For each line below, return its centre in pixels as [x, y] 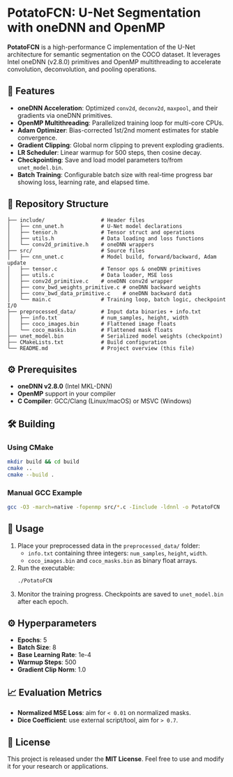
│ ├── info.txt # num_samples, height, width [98, 318]
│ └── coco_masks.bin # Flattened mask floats [90, 330]
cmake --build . [31, 475]
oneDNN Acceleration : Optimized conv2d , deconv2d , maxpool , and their [118, 108]
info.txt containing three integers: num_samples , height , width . [118, 553]
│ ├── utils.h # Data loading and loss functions [106, 239]
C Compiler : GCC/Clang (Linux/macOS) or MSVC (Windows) [104, 401]
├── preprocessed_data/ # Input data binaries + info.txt [104, 312]
